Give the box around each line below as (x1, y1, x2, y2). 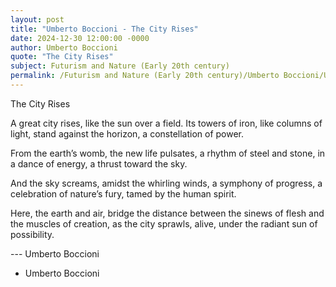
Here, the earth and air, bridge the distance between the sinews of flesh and (10, 207, 325, 219)
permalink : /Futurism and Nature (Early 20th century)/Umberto (10, 71, 280, 81)
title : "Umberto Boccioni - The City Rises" (10, 24, 199, 34)
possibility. (10, 228, 55, 240)
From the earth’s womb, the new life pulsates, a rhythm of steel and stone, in (10, 147, 326, 159)
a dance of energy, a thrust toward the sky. (10, 157, 188, 170)
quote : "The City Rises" (10, 52, 114, 62)
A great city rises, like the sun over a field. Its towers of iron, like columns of (10, 117, 323, 129)
